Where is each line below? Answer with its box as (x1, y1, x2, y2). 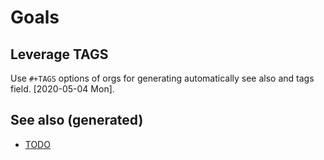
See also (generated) (10, 112, 144, 129)
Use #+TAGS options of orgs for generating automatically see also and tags (10, 72, 315, 84)
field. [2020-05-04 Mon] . (10, 83, 115, 95)
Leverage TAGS (10, 46, 109, 63)
